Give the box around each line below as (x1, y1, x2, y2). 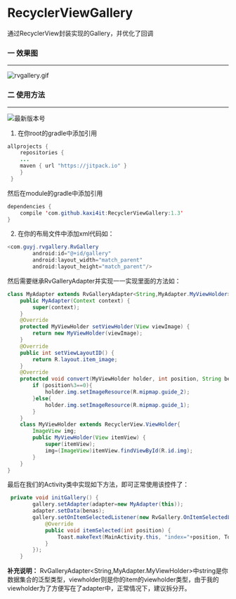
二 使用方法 (7, 90, 46, 100)
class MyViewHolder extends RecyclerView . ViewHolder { (20, 421, 181, 429)
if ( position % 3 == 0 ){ (32, 382, 93, 389)
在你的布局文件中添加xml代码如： (17, 229, 114, 238)
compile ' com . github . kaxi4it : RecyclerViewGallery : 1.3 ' (20, 209, 184, 217)
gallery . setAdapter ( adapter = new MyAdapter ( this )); (32, 501, 184, 508)
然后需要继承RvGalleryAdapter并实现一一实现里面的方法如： (7, 276, 181, 285)
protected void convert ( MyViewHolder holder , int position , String (20, 375, 221, 383)
